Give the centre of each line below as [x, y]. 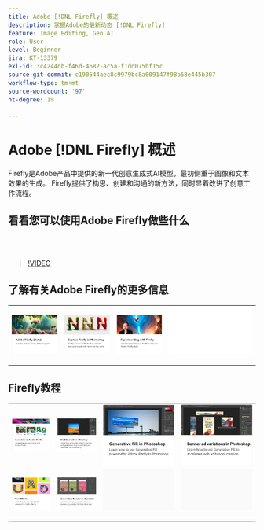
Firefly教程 [35, 388]
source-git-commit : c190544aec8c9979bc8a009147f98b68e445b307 [112, 75]
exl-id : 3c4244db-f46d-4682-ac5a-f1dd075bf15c [86, 67]
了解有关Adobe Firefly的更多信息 [88, 290]
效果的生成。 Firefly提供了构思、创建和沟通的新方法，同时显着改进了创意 [126, 183]
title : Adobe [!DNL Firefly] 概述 [64, 17]
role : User [26, 42]
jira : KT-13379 [33, 58]
